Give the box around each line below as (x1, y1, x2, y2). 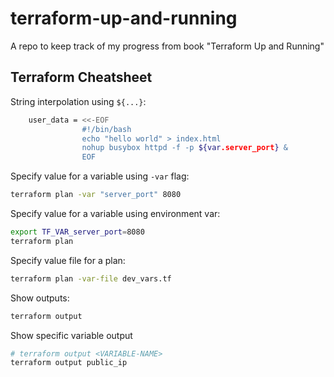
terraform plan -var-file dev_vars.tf (10, 273, 172, 284)
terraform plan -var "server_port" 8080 (10, 190, 182, 200)
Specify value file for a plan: (10, 254, 126, 266)
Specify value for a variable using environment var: (10, 208, 221, 219)
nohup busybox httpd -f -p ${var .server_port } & (81, 143, 288, 153)
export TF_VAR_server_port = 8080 (10, 227, 145, 237)
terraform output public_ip (10, 358, 128, 368)
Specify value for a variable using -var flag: (10, 170, 190, 182)
